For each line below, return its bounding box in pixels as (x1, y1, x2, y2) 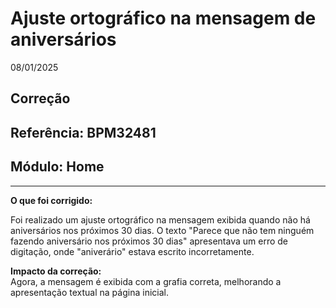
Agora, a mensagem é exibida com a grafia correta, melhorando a (10, 275, 282, 287)
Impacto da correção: (10, 265, 102, 277)
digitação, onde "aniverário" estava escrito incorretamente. (10, 245, 255, 257)
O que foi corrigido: (10, 194, 93, 206)
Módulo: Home (10, 158, 105, 176)
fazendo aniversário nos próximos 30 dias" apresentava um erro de (10, 235, 289, 247)
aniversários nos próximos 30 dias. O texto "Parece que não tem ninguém (10, 224, 315, 236)
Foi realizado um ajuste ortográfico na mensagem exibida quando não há (10, 213, 311, 226)
